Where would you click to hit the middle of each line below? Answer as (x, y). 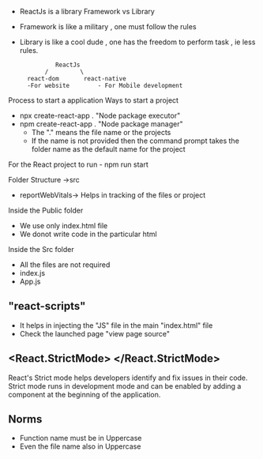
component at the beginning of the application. (85, 394)
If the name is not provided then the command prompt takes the (135, 141)
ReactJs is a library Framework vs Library (87, 11)
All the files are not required (65, 265)
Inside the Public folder (46, 210)
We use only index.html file (64, 226)
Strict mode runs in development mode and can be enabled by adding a (125, 386)
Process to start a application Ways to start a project (94, 100)
